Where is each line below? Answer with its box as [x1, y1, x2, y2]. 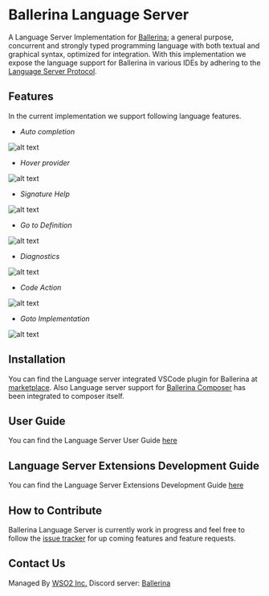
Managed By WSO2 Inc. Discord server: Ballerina [8, 578, 171, 588]
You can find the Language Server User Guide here [8, 436, 178, 446]
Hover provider [19, 158, 71, 167]
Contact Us [8, 557, 66, 570]
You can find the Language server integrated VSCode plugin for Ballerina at [8, 374, 259, 384]
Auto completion [19, 126, 75, 136]
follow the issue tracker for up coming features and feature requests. [8, 533, 236, 543]
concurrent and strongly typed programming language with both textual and [8, 40, 260, 50]
